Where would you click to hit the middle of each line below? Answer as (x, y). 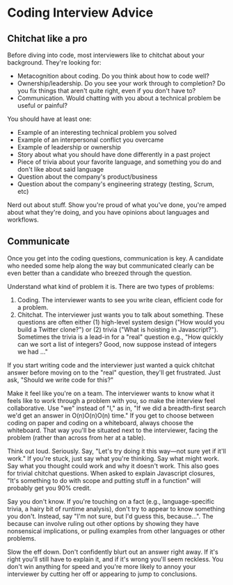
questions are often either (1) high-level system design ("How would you (121, 322)
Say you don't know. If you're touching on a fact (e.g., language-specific (111, 501)
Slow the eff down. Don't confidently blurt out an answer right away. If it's (113, 552)
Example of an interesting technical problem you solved (97, 132)
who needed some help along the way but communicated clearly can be (111, 265)
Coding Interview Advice (80, 13)
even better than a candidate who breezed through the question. (100, 273)
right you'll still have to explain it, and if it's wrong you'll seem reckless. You (115, 559)
